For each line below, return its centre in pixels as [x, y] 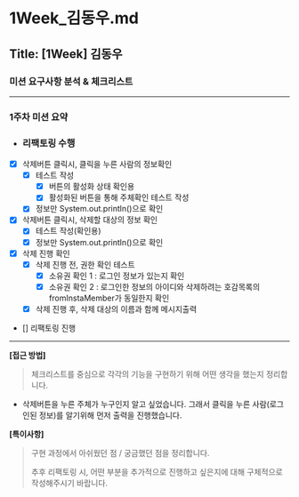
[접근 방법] [28, 355]
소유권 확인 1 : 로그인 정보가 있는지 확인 [117, 276]
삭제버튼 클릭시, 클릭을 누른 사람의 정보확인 [97, 164]
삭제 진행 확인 [46, 253]
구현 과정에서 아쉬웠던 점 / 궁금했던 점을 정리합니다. [120, 453]
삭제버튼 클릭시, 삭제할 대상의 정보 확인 [90, 220]
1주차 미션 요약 [39, 116]
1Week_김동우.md [74, 18]
